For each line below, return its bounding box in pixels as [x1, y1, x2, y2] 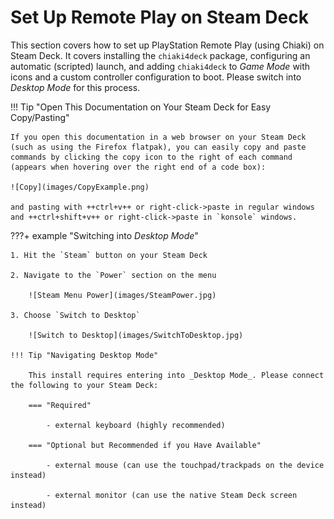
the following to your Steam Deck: [10, 380, 159, 390]
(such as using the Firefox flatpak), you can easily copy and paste [10, 142, 307, 152]
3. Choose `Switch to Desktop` [10, 310, 141, 320]
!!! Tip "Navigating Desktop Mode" [10, 350, 159, 360]
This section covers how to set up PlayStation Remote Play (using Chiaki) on [10, 39, 325, 51]
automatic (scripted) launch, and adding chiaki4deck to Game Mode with [10, 60, 311, 72]
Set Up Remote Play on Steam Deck [10, 6, 309, 29]
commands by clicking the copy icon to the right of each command [10, 152, 293, 162]
